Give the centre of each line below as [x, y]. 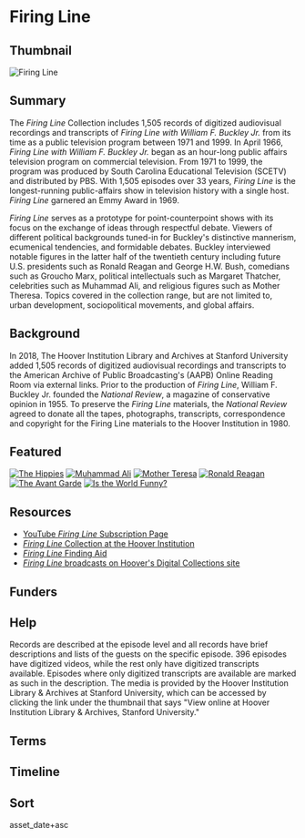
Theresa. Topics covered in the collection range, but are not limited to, [141, 295]
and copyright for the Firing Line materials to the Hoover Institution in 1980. [150, 423]
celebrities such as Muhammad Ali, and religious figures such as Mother [145, 285]
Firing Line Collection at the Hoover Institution [108, 544]
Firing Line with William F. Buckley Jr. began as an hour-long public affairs [148, 151]
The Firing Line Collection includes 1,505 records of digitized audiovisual [146, 123]
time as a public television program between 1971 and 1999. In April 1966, [147, 142]
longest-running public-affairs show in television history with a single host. [149, 190]
